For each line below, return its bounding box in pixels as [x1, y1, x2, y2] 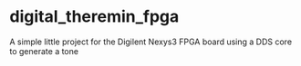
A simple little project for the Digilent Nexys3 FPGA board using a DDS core [9, 36, 293, 47]
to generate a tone [9, 45, 79, 56]
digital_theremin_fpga [9, 6, 180, 27]
